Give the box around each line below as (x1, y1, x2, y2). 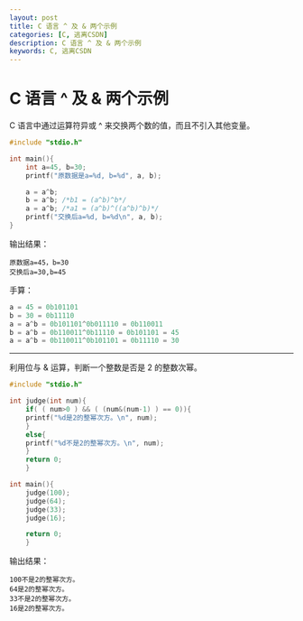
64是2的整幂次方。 (9, 585, 69, 594)
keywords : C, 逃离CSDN (9, 47, 92, 56)
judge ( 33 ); (25, 505, 67, 514)
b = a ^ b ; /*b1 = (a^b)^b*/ (25, 196, 127, 205)
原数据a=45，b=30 (9, 258, 69, 267)
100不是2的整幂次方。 (9, 575, 79, 585)
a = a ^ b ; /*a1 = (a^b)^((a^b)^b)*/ (25, 204, 160, 213)
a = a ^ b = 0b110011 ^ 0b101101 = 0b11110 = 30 (9, 336, 179, 346)
